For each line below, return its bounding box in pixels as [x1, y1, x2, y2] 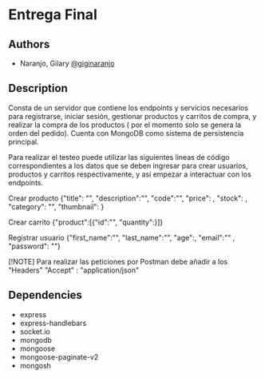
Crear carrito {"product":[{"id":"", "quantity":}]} [8, 217, 164, 227]
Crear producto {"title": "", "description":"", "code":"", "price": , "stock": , [8, 193, 247, 203]
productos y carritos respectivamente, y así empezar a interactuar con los [8, 169, 251, 179]
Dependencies [8, 288, 82, 302]
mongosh [19, 360, 52, 370]
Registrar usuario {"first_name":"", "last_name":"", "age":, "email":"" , [8, 233, 235, 242]
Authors [8, 38, 50, 51]
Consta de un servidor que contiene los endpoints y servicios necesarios [8, 102, 249, 113]
